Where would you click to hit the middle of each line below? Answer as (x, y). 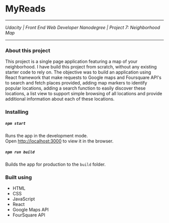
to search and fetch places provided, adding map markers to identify (76, 83)
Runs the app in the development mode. (47, 136)
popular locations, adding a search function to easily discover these (75, 88)
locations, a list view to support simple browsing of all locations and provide (84, 94)
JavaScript (24, 199)
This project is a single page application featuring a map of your (71, 61)
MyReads (25, 9)
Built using (19, 178)
